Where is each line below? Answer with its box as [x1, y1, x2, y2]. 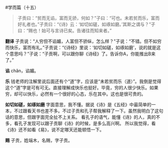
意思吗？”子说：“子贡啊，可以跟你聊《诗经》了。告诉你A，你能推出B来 [9, 51, 156, 57]
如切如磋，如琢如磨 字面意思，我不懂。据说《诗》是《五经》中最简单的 [5, 102, 151, 107]
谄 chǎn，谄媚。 [5, 68, 39, 74]
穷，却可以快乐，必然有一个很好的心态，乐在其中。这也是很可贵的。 [5, 91, 146, 97]
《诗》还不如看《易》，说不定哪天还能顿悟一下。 [5, 127, 104, 132]
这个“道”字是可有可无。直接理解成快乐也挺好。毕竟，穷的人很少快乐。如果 [5, 85, 159, 90]
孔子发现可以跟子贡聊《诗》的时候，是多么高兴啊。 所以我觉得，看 [18, 120, 156, 126]
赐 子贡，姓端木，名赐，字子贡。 [5, 137, 73, 143]
